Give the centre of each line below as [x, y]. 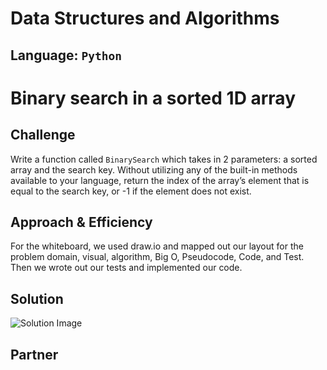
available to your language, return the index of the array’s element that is [160, 180]
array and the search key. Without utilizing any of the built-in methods [154, 169]
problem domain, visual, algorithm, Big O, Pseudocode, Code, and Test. [157, 257]
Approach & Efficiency [81, 222]
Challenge [43, 135]
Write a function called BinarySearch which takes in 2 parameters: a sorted [164, 159]
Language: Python [66, 55]
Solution [37, 298]
